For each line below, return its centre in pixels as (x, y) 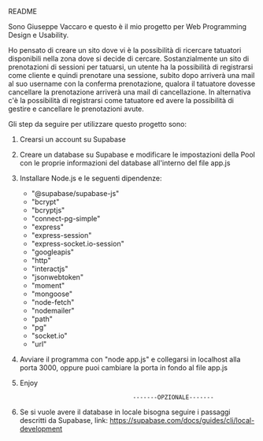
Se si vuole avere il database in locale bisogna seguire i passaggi (125, 412)
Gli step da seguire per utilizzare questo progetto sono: (98, 124)
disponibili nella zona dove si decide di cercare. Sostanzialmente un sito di (129, 59)
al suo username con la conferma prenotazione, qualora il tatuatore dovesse (132, 83)
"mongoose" (52, 294)
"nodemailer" (53, 311)
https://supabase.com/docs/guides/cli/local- (182, 420)
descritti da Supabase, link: (64, 420)
